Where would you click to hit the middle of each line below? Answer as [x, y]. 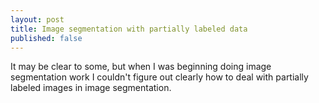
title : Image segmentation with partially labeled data [129, 29]
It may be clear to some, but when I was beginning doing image [141, 67]
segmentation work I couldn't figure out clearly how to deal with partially [159, 77]
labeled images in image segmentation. [91, 88]
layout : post [37, 19]
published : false [46, 38]
